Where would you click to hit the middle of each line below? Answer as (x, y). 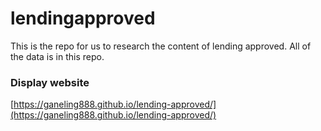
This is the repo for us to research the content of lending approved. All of (161, 46)
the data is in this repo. (57, 56)
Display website (50, 82)
